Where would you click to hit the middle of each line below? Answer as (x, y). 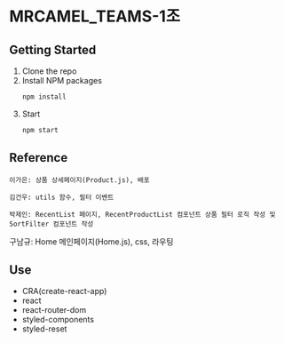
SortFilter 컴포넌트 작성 (51, 224)
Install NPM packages (62, 80)
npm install (44, 97)
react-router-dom (54, 310)
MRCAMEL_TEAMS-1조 (95, 16)
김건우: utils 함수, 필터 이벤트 (62, 197)
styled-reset (44, 329)
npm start (40, 130)
